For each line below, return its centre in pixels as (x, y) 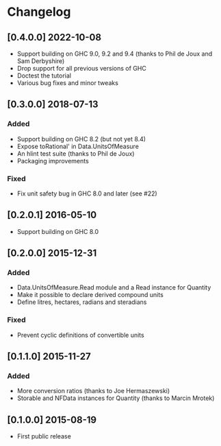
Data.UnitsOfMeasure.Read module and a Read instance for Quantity (114, 287)
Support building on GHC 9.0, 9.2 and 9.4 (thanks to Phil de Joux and (115, 54)
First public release (44, 436)
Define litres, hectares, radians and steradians (82, 302)
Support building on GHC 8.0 (58, 231)
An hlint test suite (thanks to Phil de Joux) (76, 153)
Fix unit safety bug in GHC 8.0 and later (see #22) (87, 193)
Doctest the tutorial (44, 75)
